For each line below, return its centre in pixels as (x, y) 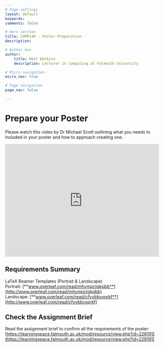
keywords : (15, 19)
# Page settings (21, 10)
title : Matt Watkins (35, 59)
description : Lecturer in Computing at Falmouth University (76, 63)
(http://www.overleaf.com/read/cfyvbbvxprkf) (51, 302)
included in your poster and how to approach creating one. (64, 137)
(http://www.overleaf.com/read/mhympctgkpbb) (53, 291)
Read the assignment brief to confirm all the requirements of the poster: (77, 329)
